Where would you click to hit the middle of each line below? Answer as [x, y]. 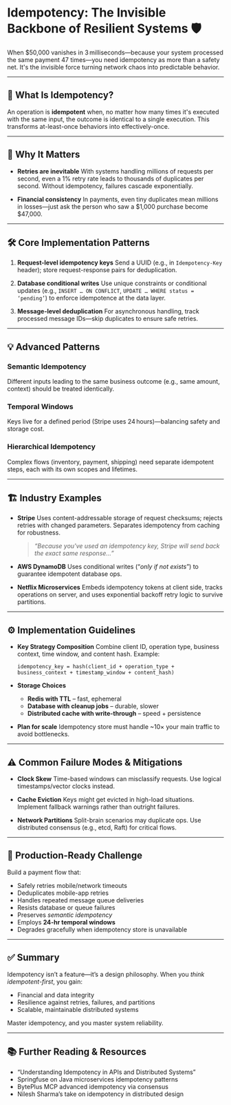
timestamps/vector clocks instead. [66, 786]
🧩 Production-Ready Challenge [75, 856]
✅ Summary [33, 958]
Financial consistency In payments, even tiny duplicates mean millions [118, 199]
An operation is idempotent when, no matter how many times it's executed [113, 112]
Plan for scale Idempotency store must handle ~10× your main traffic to [118, 727]
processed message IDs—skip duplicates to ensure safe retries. [107, 319]
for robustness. [38, 533]
